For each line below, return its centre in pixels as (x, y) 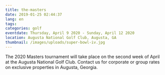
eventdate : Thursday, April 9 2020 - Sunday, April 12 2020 (70, 33)
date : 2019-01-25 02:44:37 (34, 14)
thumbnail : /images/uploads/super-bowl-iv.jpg (55, 42)
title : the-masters (26, 10)
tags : (11, 24)
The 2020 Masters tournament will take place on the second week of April (82, 56)
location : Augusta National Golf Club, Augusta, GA (61, 38)
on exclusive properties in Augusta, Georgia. (51, 67)
